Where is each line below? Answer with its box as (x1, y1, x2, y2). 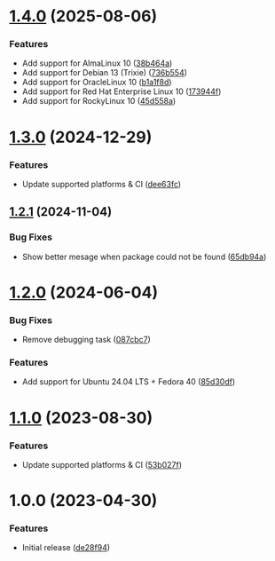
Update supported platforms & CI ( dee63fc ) (21, 178, 182, 189)
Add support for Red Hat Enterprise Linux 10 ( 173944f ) (21, 86, 222, 97)
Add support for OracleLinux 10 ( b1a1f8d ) (21, 77, 172, 88)
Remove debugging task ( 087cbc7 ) (21, 335, 151, 345)
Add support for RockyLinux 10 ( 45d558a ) (21, 96, 177, 107)
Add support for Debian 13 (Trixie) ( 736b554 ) (21, 67, 188, 78)
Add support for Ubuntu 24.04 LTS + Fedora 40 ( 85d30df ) (21, 376, 236, 387)
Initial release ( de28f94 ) (21, 542, 111, 553)
